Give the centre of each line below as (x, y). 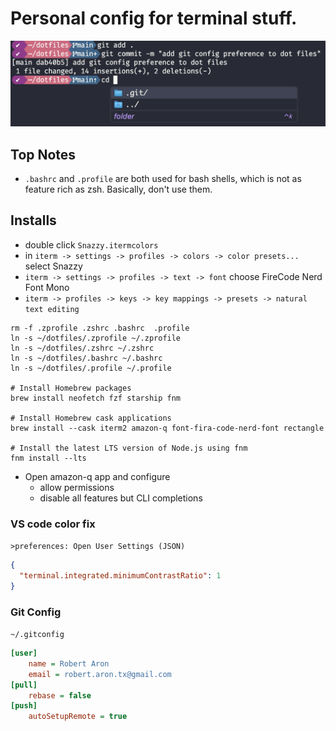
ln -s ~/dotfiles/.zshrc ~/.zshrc (82, 348)
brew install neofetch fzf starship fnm (96, 398)
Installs (33, 220)
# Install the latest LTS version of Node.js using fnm (129, 448)
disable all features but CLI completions (121, 498)
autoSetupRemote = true (78, 717)
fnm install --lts (48, 458)
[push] (24, 706)
